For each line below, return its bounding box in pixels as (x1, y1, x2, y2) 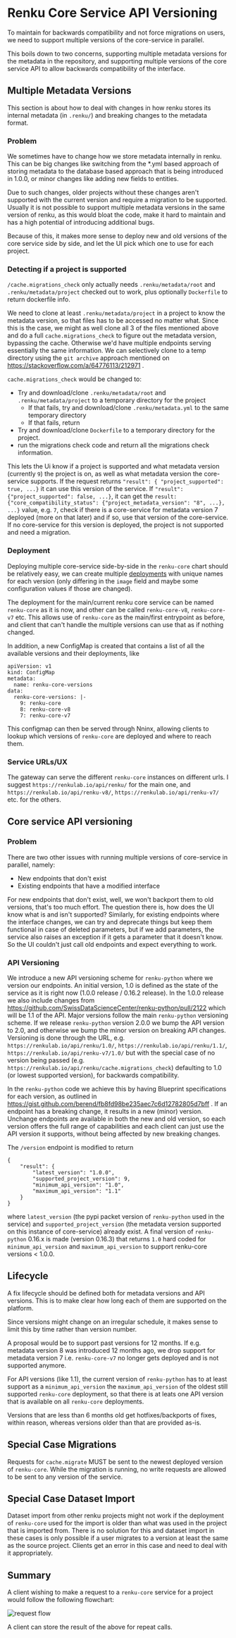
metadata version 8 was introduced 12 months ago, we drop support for (7, 1346, 216, 1354)
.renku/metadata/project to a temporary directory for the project (17, 396, 206, 404)
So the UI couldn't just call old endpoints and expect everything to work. (7, 940, 217, 948)
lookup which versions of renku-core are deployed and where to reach (7, 731, 211, 740)
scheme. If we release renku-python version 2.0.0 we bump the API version (7, 1018, 225, 1026)
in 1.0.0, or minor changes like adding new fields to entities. (7, 175, 179, 183)
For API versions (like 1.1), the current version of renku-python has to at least (7, 1375, 228, 1383)
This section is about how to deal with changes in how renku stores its (7, 104, 211, 112)
